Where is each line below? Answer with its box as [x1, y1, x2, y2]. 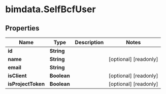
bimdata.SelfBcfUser [5, 4, 96, 15]
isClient [8, 72, 27, 79]
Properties [5, 24, 40, 33]
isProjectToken [8, 80, 45, 87]
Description [75, 39, 104, 46]
